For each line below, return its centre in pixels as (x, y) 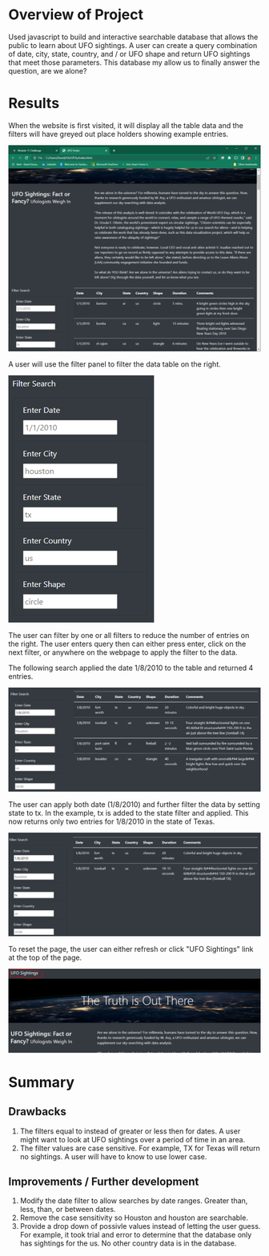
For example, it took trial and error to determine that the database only (136, 1235)
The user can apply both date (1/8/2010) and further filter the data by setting (134, 804)
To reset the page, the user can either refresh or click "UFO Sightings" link (131, 949)
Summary (41, 1082)
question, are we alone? (48, 70)
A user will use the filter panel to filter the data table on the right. (115, 364)
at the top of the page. (45, 957)
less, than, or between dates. (68, 1210)
